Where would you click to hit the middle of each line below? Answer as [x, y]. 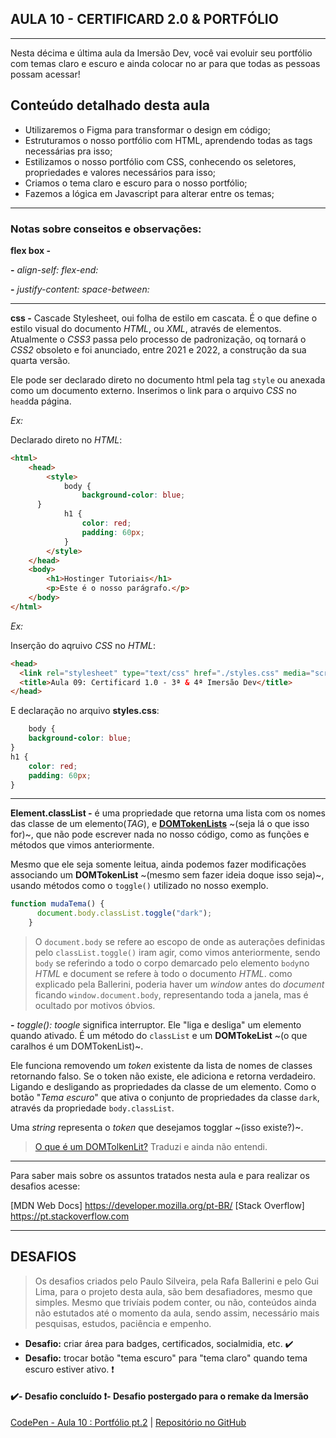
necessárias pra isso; [68, 151]
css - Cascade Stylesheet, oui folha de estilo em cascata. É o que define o [164, 318]
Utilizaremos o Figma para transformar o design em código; [147, 129]
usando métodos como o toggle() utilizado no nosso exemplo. [139, 886]
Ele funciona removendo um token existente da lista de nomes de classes [161, 1066]
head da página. [41, 401]
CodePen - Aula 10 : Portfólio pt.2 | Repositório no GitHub [128, 1423]
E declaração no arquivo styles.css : [85, 711]
